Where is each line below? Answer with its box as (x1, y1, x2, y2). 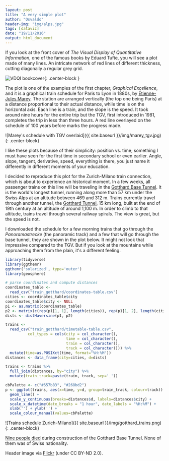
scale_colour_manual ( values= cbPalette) (10, 411, 94, 416)
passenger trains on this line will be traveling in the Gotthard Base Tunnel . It (5, 184, 162, 190)
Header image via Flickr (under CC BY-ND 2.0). (5, 450, 103, 456)
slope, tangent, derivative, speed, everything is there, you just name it (5, 158, 150, 164)
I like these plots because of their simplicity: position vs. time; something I (5, 147, 158, 153)
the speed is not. (5, 216, 40, 222)
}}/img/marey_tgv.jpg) (116, 132, 161, 138)
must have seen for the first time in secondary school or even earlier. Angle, (5, 152, 162, 159)
